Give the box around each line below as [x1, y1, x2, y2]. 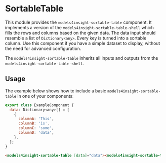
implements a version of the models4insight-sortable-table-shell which [5, 24, 154, 30]
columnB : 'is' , [18, 121, 50, 126]
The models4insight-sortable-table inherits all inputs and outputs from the [5, 55, 158, 61]
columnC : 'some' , [18, 125, 54, 131]
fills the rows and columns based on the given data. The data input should [5, 30, 156, 36]
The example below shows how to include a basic [5, 87, 107, 94]
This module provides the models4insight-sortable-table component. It [5, 19, 152, 25]
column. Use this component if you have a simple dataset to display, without [5, 40, 161, 46]
